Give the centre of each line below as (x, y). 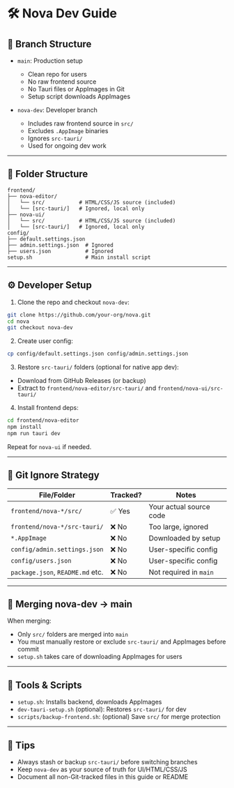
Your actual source (179, 506)
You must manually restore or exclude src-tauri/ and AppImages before (122, 642)
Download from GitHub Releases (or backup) (81, 381)
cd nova (18, 321)
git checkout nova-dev (40, 328)
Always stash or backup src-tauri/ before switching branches (107, 762)
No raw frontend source (62, 82)
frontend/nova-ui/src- (190, 389)
